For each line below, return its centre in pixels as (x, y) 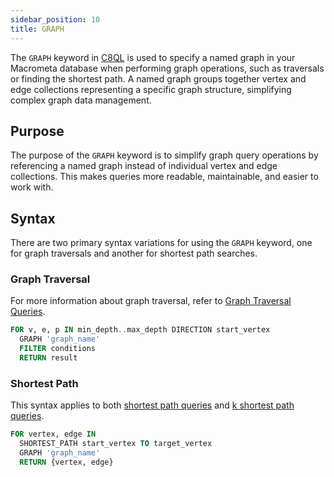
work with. (32, 187)
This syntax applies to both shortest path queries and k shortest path (152, 405)
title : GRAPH (37, 29)
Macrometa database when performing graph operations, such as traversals (167, 68)
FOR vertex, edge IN (53, 434)
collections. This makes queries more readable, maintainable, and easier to (164, 177)
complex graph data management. (81, 100)
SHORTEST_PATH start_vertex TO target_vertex (116, 444)
